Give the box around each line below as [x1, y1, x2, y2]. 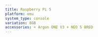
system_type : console [5, 16, 49, 21]
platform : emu [5, 12, 34, 16]
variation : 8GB [5, 20, 36, 25]
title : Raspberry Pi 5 [5, 7, 51, 12]
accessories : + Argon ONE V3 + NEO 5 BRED [5, 25, 93, 30]
